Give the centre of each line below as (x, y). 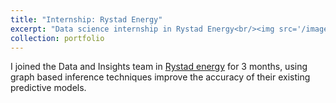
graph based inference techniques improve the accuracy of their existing (160, 77)
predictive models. (48, 88)
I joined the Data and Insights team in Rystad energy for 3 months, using (159, 67)
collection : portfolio (57, 38)
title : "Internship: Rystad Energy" (86, 19)
